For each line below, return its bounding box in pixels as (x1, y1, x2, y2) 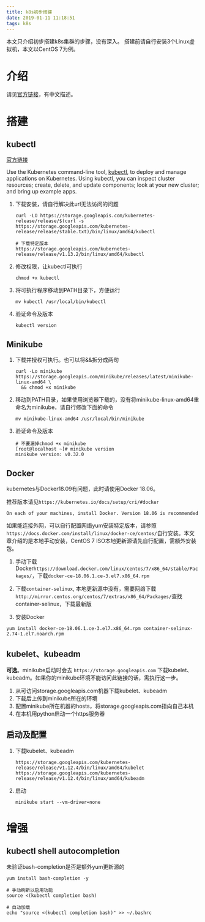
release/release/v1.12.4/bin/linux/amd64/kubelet (15, 765, 145, 771)
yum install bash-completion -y (6, 875, 89, 882)
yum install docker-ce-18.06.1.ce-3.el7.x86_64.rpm (6, 625, 141, 631)
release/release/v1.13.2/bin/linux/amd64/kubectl (15, 252, 145, 258)
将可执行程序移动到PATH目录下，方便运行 (15, 287, 121, 294)
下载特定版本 (21, 241, 49, 247)
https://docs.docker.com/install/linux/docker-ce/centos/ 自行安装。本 (6, 529, 190, 536)
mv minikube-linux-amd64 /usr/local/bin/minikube (15, 416, 145, 422)
